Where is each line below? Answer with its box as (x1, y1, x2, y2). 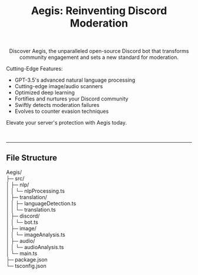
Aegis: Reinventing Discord (31, 4, 167, 18)
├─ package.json (6, 256, 48, 263)
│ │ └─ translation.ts (6, 206, 56, 213)
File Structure (6, 153, 57, 163)
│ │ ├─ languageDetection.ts (6, 200, 77, 207)
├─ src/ (6, 175, 25, 182)
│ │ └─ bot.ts (6, 219, 38, 226)
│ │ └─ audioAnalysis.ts (6, 243, 64, 250)
